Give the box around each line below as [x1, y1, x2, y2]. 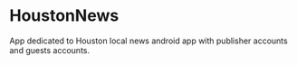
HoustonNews [9, 5, 120, 26]
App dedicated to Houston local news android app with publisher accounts [9, 35, 288, 46]
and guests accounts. [9, 44, 91, 55]
